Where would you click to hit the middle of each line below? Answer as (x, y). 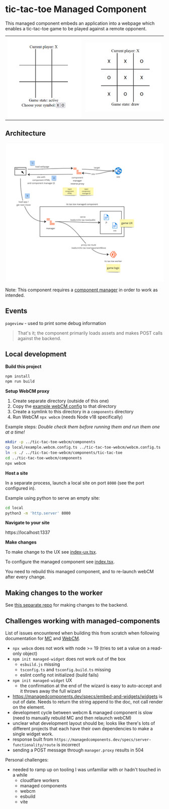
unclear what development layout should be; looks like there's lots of (84, 723)
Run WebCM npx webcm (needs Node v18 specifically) (68, 417)
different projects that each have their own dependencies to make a (83, 729)
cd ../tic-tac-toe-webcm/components (44, 458)
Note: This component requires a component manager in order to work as (81, 290)
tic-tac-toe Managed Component (76, 9)
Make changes (21, 542)
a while (20, 775)
